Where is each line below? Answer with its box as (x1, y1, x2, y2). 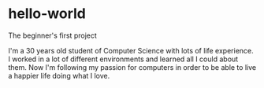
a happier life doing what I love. (8, 71, 110, 80)
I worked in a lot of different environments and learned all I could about (8, 54, 239, 64)
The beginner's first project (8, 31, 97, 40)
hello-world (8, 5, 87, 23)
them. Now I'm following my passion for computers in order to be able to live (8, 62, 257, 71)
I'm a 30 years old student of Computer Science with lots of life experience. (8, 46, 254, 55)
